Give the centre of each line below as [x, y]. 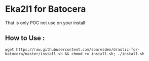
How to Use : [25, 38]
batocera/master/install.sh [34, 54]
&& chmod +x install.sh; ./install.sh [105, 54]
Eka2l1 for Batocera [46, 9]
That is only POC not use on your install [45, 23]
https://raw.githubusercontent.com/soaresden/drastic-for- [78, 49]
